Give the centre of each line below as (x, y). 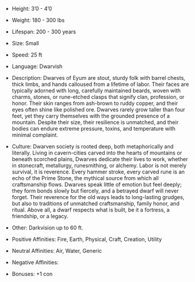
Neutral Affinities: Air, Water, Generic (57, 251)
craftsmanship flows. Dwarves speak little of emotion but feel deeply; (97, 185)
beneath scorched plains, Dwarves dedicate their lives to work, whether (100, 159)
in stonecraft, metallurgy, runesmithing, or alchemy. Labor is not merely (99, 165)
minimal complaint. (35, 135)
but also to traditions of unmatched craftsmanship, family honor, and (95, 203)
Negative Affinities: (35, 262)
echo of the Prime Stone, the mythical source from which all (85, 178)
